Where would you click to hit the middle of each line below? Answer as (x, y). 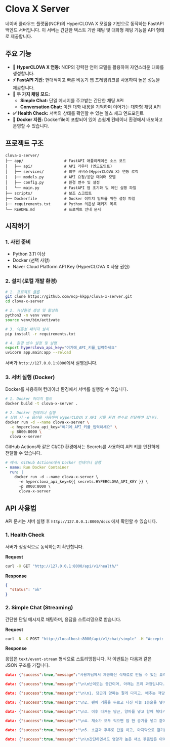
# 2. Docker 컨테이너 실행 (30, 413)
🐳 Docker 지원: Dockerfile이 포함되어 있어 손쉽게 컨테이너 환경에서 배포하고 (88, 119)
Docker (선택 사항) (31, 260)
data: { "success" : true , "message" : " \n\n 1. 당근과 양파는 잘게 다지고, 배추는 (80, 693)
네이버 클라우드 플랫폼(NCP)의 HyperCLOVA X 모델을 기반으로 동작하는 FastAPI (85, 23)
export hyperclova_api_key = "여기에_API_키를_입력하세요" (61, 348)
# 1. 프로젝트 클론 (23, 292)
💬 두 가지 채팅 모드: (31, 94)
